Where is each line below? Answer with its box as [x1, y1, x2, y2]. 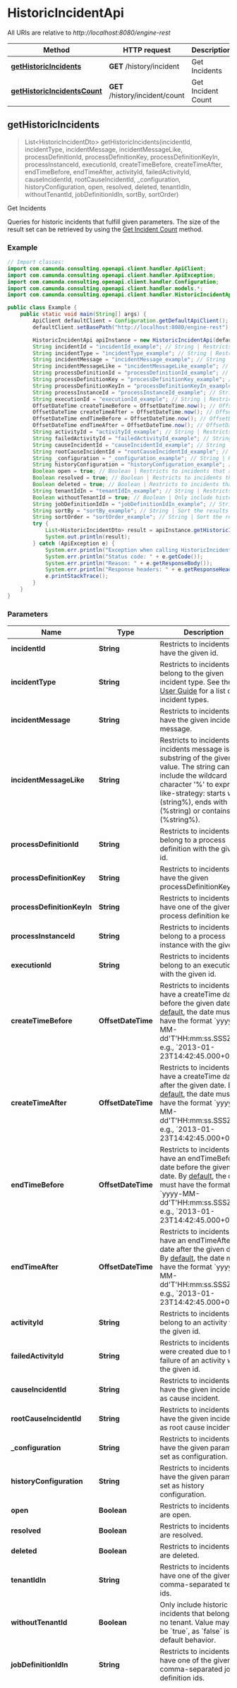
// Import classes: [7, 259, 65, 266]
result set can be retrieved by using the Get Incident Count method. [7, 224, 203, 234]
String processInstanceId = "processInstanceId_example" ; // [32, 389, 217, 396]
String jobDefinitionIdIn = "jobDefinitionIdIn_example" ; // [32, 500, 217, 507]
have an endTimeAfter [159, 1236, 233, 1246]
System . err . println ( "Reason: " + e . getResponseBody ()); [44, 560, 213, 567]
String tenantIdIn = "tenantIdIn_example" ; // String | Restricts [32, 487, 232, 495]
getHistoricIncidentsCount [11, 86, 102, 96]
